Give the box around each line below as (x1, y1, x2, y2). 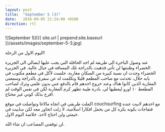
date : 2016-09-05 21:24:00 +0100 (5, 16, 79, 21)
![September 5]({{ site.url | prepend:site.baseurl (5, 35, 103, 41)
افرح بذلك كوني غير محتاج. (5, 91, 55, 97)
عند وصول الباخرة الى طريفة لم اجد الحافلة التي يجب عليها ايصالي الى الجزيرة (5, 59, 148, 65)
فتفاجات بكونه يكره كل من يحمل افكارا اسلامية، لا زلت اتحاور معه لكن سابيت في (5, 106, 153, 112)
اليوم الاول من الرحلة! (5, 50, 45, 56)
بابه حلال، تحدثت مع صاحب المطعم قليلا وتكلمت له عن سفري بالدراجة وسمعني (5, 75, 150, 81)
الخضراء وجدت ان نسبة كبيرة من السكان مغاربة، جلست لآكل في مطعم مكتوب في (5, 70, 156, 76)
